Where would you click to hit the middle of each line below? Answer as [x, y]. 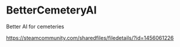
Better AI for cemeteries [35, 26]
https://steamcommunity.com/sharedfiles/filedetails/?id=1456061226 [90, 38]
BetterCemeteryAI [52, 10]
